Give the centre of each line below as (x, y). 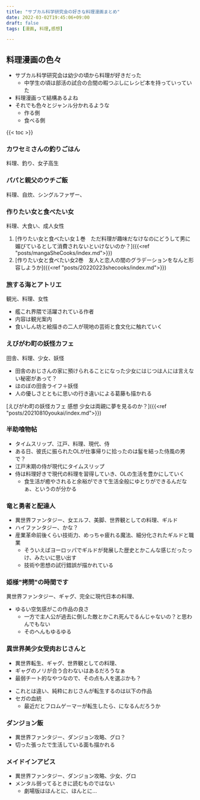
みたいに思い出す (55, 558)
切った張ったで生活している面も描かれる (65, 745)
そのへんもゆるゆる (48, 632)
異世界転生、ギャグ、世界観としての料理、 (67, 663)
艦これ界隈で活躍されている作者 (54, 312)
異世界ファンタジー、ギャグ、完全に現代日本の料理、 (72, 596)
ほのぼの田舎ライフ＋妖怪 (47, 386)
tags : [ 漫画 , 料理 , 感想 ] (35, 29)
